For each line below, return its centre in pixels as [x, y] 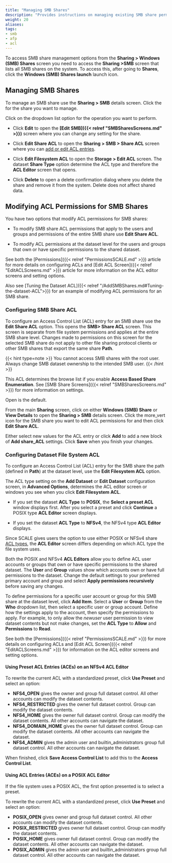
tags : [11, 29]
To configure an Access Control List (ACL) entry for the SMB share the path [85, 466]
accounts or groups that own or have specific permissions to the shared [81, 564]
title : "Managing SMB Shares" [38, 10]
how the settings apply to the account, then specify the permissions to [80, 612]
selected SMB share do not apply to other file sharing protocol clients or [81, 343]
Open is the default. [26, 399]
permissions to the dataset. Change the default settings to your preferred [82, 575]
